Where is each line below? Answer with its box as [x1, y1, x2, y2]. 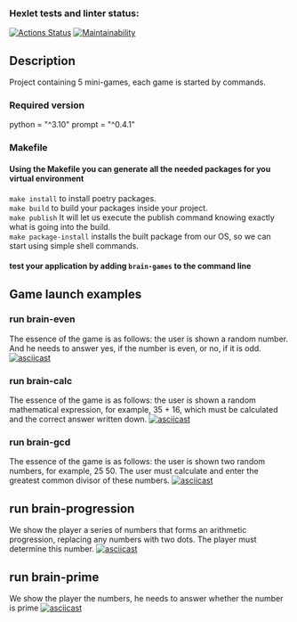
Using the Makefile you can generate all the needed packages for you [9, 163, 271, 174]
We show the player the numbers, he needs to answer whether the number [9, 593, 284, 604]
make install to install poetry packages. [9, 192, 157, 203]
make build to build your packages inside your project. [9, 202, 208, 213]
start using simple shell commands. [9, 240, 140, 251]
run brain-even [9, 313, 76, 325]
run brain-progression [9, 501, 135, 516]
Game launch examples [9, 286, 142, 301]
